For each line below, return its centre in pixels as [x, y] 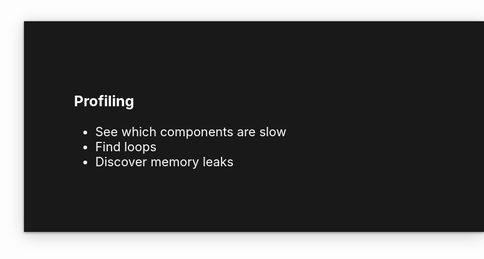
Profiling [104, 100]
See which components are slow [191, 132]
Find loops [126, 147]
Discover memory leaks [164, 162]
